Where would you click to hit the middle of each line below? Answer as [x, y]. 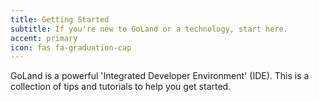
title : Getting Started [60, 19]
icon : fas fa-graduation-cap [71, 47]
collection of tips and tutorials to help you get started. [121, 87]
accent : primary [44, 38]
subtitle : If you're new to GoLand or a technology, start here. [149, 29]
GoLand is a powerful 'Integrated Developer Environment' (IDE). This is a [160, 76]
